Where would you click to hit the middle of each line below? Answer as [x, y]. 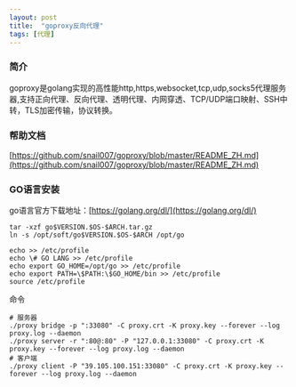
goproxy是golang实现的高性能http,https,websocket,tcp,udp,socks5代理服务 [148, 88]
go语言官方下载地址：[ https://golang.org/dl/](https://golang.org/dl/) [133, 211]
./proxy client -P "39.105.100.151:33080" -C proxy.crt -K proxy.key [141, 367]
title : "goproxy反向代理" [56, 26]
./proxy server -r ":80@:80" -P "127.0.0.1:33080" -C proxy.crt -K [137, 342]
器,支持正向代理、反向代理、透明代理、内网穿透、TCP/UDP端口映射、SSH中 [148, 99]
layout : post [33, 17]
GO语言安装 [35, 189]
